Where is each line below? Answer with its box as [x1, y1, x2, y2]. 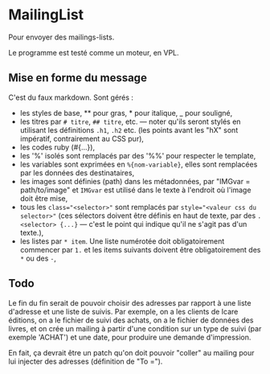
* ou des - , [19, 253, 56, 263]
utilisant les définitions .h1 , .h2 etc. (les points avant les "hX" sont [19, 125, 239, 134]
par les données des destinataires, [19, 167, 135, 178]
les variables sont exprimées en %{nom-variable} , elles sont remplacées [19, 159, 258, 169]
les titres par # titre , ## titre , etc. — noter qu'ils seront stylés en [19, 117, 241, 126]
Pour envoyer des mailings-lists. [8, 32, 115, 42]
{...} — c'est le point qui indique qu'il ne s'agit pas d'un [59, 219, 247, 228]
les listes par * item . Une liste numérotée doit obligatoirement [19, 236, 225, 246]
